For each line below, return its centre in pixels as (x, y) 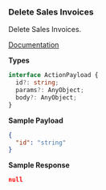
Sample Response (39, 165)
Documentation (34, 45)
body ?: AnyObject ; (47, 97)
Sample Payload (36, 120)
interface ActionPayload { (53, 75)
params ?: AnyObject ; (50, 91)
